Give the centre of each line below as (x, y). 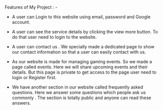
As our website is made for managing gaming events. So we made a (82, 61)
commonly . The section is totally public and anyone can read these (81, 98)
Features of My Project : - (31, 7)
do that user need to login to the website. (54, 37)
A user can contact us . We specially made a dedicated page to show (83, 47)
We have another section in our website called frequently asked (77, 87)
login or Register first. (34, 77)
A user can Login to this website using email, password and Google (81, 17)
